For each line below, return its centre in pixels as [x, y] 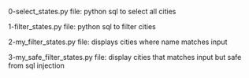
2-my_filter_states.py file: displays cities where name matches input [118, 42]
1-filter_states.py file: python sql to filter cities [82, 26]
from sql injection [36, 65]
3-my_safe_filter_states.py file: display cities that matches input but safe [125, 57]
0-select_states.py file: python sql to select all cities [92, 11]
